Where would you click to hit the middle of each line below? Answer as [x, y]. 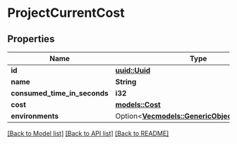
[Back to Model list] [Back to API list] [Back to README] [88, 133]
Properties [31, 39]
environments [35, 116]
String [126, 82]
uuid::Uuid [133, 70]
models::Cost [138, 105]
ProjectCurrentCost [66, 13]
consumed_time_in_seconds [60, 93]
